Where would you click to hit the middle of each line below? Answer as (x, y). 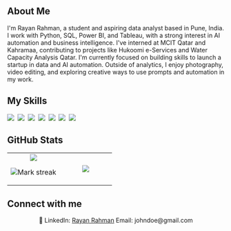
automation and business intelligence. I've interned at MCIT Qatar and (107, 42)
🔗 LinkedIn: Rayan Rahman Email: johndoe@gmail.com (116, 221)
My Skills (27, 101)
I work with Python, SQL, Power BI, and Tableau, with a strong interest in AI (114, 35)
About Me (29, 11)
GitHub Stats (35, 140)
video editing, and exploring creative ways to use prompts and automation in (116, 72)
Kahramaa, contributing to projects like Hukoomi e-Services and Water (108, 50)
